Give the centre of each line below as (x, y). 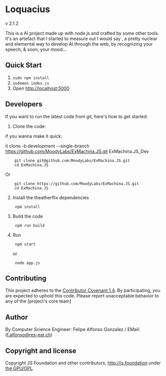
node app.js (28, 263)
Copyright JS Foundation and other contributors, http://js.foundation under (83, 363)
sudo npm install (31, 78)
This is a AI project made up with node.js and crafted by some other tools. (82, 33)
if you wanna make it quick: (34, 136)
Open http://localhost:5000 (41, 88)
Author (16, 317)
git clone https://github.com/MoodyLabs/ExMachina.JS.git (77, 183)
